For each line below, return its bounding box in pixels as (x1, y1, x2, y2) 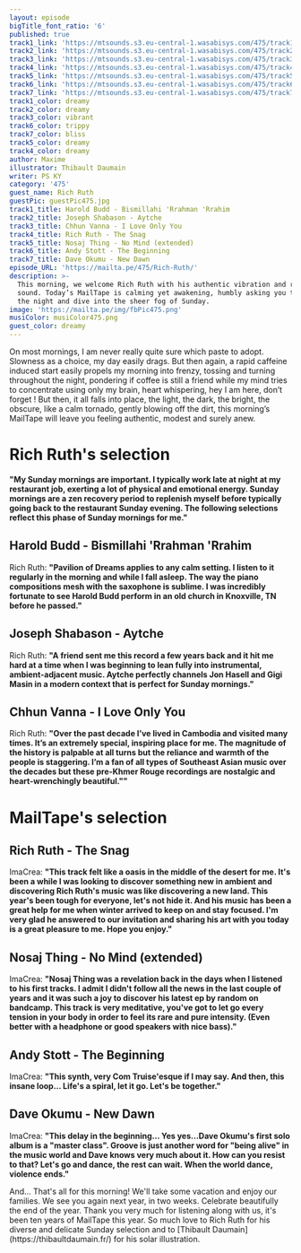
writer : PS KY (9, 171, 63, 180)
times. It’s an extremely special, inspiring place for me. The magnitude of (9, 737, 287, 749)
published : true (9, 30, 70, 39)
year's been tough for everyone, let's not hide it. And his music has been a (9, 895, 292, 906)
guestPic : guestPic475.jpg (9, 196, 110, 206)
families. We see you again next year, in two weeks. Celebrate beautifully (9, 1195, 279, 1206)
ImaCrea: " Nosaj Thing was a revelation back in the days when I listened (9, 974, 283, 985)
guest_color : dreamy (9, 322, 87, 331)
